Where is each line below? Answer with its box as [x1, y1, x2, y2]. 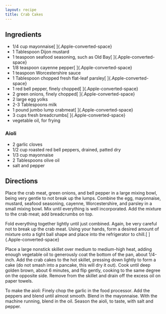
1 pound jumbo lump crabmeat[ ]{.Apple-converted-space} [12, 107, 133, 113]
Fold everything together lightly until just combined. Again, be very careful [5, 221, 158, 227]
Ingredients [5, 30, 42, 39]
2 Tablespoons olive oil [12, 157, 60, 163]
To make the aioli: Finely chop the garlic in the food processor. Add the [5, 288, 150, 294]
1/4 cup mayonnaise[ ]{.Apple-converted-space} [12, 43, 112, 50]
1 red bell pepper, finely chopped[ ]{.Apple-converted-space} [12, 86, 139, 92]
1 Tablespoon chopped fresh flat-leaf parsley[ [12, 75, 106, 81]
